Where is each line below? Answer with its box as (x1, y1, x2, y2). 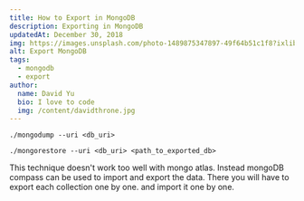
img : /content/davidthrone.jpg (17, 106, 136, 115)
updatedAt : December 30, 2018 (9, 30, 124, 39)
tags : (9, 55, 30, 64)
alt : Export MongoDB (9, 47, 88, 56)
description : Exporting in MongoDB (9, 22, 144, 31)
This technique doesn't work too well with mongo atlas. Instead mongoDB (9, 162, 285, 173)
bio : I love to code (17, 97, 95, 107)
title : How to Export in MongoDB (9, 13, 136, 23)
